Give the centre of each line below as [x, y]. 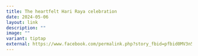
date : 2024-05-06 [27, 17]
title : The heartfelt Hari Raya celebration [62, 11]
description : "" [26, 28]
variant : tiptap [26, 38]
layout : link [22, 22]
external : [18, 44]
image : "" [18, 33]
